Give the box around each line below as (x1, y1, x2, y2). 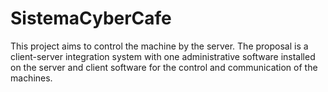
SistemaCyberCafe (10, 7, 172, 30)
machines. (10, 72, 53, 84)
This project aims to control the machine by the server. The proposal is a (10, 40, 309, 52)
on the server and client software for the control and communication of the (10, 61, 318, 73)
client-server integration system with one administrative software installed (10, 50, 316, 62)
